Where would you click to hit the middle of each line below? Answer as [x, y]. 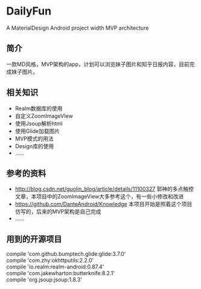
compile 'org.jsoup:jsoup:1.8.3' [44, 280]
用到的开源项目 [34, 239]
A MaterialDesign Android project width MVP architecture [78, 28]
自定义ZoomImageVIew [44, 115]
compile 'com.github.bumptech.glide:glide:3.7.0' [66, 254]
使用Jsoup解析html [39, 123]
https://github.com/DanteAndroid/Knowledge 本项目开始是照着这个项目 [104, 204]
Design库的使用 [34, 146]
